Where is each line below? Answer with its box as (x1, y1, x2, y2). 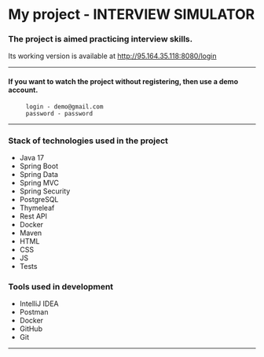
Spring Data (19, 169, 59, 178)
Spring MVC (19, 178, 60, 187)
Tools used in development (8, 281, 114, 292)
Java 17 (19, 153, 45, 162)
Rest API (19, 211, 48, 221)
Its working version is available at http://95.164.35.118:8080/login (8, 51, 217, 61)
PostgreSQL (19, 194, 59, 204)
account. (8, 85, 38, 95)
